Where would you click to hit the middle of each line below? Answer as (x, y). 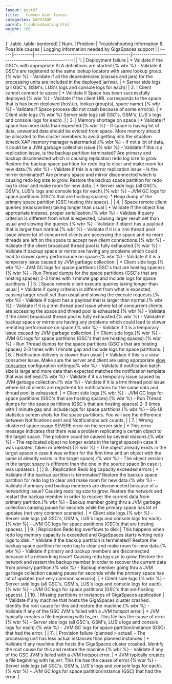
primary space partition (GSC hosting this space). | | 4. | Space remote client (86, 202)
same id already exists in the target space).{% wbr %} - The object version (84, 459)
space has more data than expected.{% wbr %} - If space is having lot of (82, 126)
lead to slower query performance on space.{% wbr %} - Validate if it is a (83, 257)
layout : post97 (21, 10)
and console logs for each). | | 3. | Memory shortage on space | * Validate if (85, 120)
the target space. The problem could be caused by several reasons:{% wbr (84, 436)
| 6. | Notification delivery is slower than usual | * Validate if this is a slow (82, 355)
